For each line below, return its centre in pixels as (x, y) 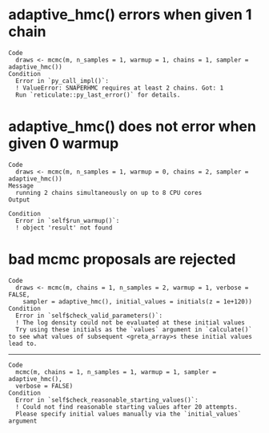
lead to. (23, 344)
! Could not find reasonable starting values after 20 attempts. (127, 407)
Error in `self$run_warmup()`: (68, 220)
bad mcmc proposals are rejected (122, 259)
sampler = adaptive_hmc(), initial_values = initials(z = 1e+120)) (137, 301)
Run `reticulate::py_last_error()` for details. (98, 95)
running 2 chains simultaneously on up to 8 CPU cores (109, 193)
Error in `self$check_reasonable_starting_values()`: (107, 400)
